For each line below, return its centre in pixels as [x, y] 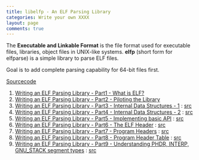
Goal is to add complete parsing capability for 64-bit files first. [83, 70]
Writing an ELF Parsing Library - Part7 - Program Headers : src [92, 131]
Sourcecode [21, 81]
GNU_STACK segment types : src [56, 150]
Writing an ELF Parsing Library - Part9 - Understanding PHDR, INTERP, [102, 144]
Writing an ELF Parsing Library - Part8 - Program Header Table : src [98, 138]
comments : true [25, 28]
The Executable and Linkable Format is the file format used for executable [98, 46]
